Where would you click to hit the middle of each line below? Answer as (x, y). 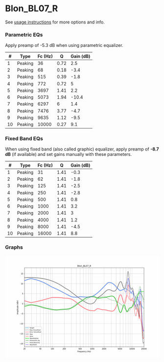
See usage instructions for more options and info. (55, 22)
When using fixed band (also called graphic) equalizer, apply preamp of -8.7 (82, 149)
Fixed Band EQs (24, 138)
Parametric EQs (24, 35)
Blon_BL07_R (32, 9)
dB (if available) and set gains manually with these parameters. (69, 154)
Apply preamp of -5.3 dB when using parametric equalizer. (64, 45)
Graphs (14, 247)
